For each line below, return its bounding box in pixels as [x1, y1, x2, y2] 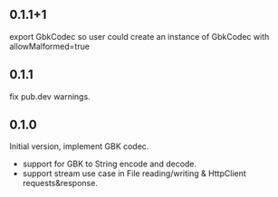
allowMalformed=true [9, 41, 91, 52]
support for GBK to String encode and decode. [22, 158, 197, 170]
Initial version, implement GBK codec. [9, 141, 149, 152]
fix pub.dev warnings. [9, 90, 91, 102]
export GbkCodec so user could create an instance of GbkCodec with [9, 31, 270, 42]
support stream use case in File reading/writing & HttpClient [22, 168, 246, 179]
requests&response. [22, 178, 98, 189]
